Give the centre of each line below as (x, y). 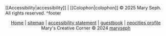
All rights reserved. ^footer (33, 13)
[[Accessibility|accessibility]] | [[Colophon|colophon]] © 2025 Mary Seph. (84, 8)
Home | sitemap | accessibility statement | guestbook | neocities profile (86, 23)
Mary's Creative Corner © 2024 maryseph (86, 28)
